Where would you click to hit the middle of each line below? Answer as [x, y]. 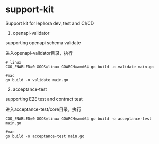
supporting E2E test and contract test [44, 99]
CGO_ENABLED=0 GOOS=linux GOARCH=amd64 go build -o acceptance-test [78, 119]
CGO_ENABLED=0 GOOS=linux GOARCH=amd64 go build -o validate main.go [80, 67]
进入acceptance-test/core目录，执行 [43, 109]
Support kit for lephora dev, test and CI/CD [50, 23]
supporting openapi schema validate [43, 42]
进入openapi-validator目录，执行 [39, 53]
